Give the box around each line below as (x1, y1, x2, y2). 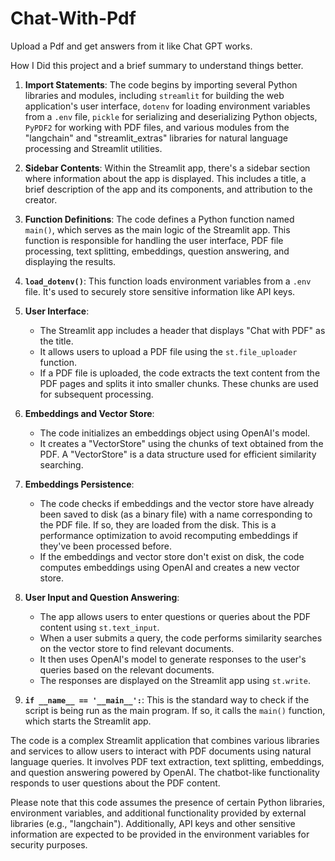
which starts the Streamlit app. (24, 715, 152, 727)
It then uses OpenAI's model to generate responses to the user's (39, 653, 307, 665)
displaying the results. (24, 255, 117, 267)
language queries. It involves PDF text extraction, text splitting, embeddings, (10, 755, 325, 767)
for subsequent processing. (39, 388, 154, 400)
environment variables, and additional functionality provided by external (10, 807, 307, 819)
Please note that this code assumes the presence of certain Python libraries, (10, 796, 326, 808)
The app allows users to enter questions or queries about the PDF (39, 610, 312, 622)
